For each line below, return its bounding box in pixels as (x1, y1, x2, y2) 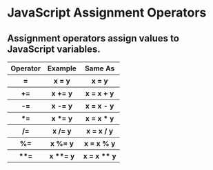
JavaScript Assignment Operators (7, 5, 207, 21)
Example (47, 64, 77, 73)
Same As (85, 64, 115, 73)
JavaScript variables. (7, 43, 101, 55)
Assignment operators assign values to (7, 32, 179, 44)
